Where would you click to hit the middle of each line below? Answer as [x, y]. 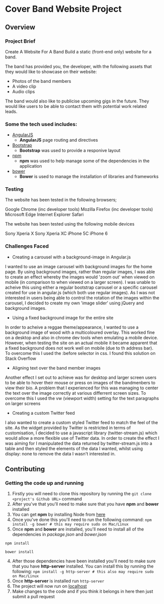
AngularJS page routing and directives [59, 140]
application [31, 166]
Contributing [25, 469]
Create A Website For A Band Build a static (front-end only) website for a [78, 51]
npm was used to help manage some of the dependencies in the [84, 161]
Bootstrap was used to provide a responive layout [70, 151]
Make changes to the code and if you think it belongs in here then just [82, 591]
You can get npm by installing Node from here [59, 515]
